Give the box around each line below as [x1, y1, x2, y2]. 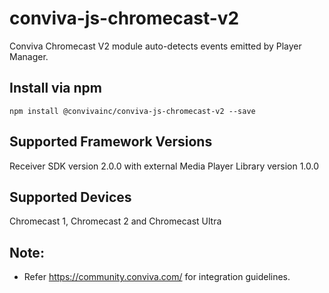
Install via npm [9, 80, 102, 97]
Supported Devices [9, 188, 132, 206]
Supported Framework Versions [9, 133, 213, 151]
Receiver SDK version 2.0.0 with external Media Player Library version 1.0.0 [9, 160, 320, 172]
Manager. [9, 50, 49, 62]
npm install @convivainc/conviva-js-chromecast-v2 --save [9, 106, 256, 116]
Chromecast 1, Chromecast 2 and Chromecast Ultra [9, 215, 222, 227]
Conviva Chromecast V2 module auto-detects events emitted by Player [9, 40, 302, 52]
